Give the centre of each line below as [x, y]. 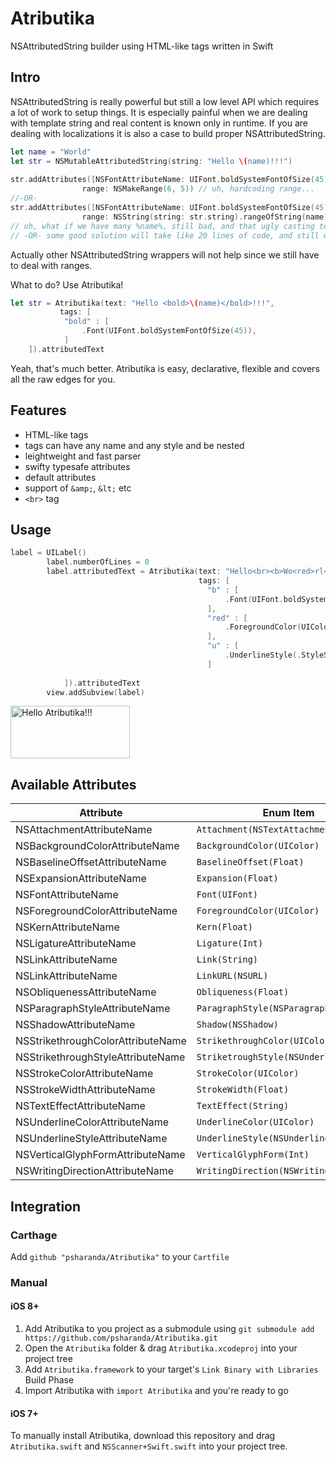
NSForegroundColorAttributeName [96, 911]
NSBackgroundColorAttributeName [97, 846]
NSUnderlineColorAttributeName [92, 1122]
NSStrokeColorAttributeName [84, 1074]
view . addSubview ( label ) [95, 692]
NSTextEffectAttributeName [80, 1106]
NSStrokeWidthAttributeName [85, 1090]
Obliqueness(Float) [243, 992]
